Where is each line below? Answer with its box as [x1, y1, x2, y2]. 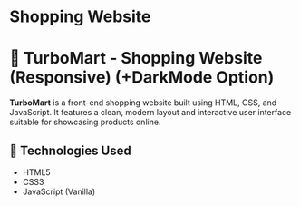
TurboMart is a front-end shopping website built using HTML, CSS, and [9, 97, 277, 108]
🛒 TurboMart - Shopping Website [9, 48, 263, 69]
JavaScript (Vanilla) [22, 186, 96, 197]
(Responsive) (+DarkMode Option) [9, 67, 275, 88]
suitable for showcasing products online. [9, 116, 161, 128]
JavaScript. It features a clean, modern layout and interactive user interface [9, 107, 292, 118]
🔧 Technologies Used [9, 142, 131, 158]
